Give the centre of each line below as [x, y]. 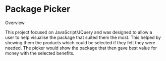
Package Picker [38, 9]
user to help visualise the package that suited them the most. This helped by [83, 37]
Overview [15, 23]
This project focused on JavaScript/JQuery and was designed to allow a [79, 32]
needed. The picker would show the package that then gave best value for [81, 48]
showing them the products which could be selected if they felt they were [80, 42]
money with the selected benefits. [40, 53]
